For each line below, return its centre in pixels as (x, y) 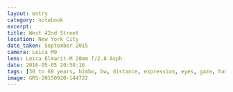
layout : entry (28, 13)
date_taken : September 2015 (48, 46)
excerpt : (20, 26)
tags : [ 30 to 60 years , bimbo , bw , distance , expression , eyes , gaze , (111, 71)
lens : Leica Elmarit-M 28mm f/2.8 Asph (65, 59)
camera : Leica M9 (32, 53)
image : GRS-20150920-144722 (48, 78)
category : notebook (35, 20)
